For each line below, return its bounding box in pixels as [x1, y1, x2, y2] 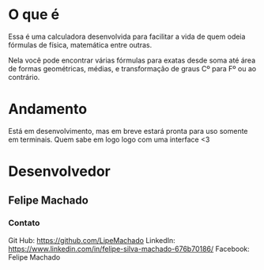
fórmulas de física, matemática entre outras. [8, 40, 153, 49]
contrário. [8, 72, 40, 82]
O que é [8, 6, 60, 24]
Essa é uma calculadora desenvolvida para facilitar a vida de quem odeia [8, 32, 246, 41]
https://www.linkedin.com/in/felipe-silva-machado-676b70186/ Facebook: [8, 244, 251, 253]
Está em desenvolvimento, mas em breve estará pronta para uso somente [8, 126, 248, 135]
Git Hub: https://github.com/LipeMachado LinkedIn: [8, 235, 175, 245]
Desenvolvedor [8, 162, 111, 181]
